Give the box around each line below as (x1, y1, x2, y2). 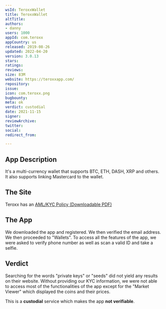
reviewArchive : (5, 118, 37, 124)
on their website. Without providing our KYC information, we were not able (5, 278, 158, 284)
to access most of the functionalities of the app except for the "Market (5, 283, 149, 289)
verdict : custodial (5, 105, 46, 110)
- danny (5, 26, 21, 31)
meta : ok (5, 100, 23, 105)
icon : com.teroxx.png (5, 91, 50, 96)
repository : (5, 81, 30, 86)
